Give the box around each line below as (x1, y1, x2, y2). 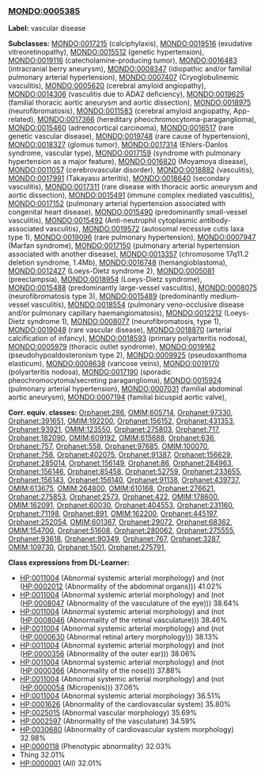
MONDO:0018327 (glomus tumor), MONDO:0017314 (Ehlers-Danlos (8, 140, 228, 150)
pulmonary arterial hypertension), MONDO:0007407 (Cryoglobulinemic (8, 73, 240, 82)
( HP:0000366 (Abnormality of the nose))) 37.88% (19, 666, 182, 675)
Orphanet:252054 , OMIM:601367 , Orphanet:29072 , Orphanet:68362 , (8, 517, 233, 527)
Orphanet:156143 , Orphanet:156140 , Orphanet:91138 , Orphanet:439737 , (8, 475, 241, 485)
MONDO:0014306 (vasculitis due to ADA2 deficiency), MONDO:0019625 (8, 90, 245, 99)
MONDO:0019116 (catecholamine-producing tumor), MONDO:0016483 (8, 55, 237, 65)
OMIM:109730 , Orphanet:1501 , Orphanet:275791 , (8, 543, 166, 552)
